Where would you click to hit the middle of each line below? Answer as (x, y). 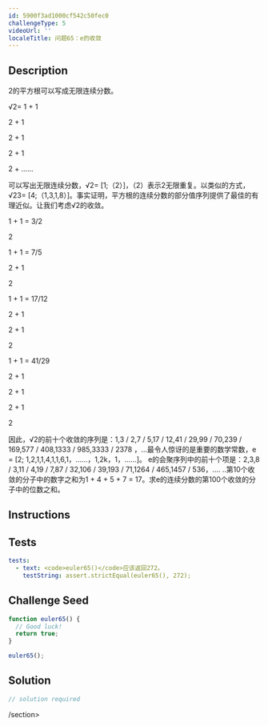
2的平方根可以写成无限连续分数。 (63, 91)
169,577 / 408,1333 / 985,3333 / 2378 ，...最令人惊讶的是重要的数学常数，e (132, 450)
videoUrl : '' (30, 30)
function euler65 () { (44, 619)
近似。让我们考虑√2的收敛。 (62, 206)
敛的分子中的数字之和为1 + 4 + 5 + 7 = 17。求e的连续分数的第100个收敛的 (129, 479)
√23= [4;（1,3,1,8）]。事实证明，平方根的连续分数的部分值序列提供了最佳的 (130, 195)
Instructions (39, 515)
